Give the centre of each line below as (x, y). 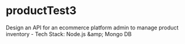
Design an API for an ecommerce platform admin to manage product (92, 28)
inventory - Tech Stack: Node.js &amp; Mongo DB (69, 34)
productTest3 (41, 11)
